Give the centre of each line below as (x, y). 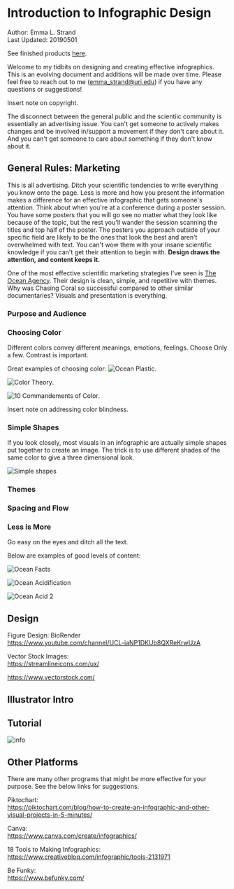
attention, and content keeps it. (54, 259)
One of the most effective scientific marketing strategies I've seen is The (112, 273)
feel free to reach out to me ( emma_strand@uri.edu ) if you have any (105, 81)
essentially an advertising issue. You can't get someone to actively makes (113, 123)
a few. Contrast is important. (48, 354)
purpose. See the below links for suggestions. (73, 787)
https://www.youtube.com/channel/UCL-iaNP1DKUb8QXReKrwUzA (104, 643)
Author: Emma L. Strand (42, 32)
